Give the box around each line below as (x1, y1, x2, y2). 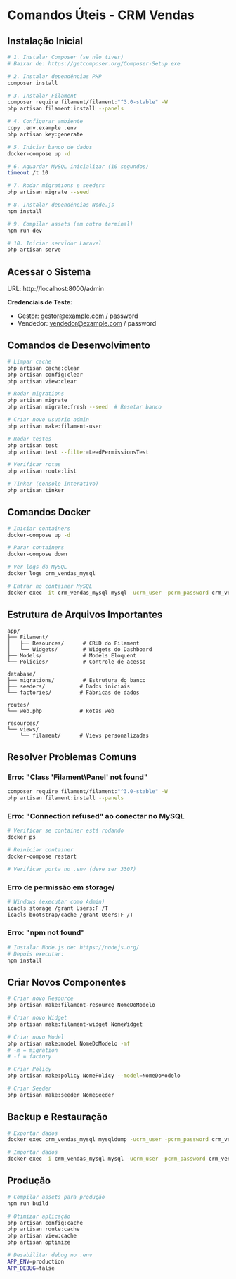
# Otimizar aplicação (7, 1213, 71, 1220)
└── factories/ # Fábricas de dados (7, 689, 140, 696)
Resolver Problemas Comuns (7, 751, 137, 763)
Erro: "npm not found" (7, 928, 86, 938)
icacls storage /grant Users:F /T (7, 904, 109, 912)
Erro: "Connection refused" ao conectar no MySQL (7, 811, 185, 821)
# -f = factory (7, 1053, 52, 1060)
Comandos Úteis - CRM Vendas (7, 7, 195, 23)
